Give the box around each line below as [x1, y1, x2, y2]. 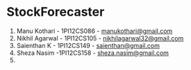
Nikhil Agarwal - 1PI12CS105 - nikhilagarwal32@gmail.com [16, 34, 184, 42]
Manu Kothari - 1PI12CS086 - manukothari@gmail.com [16, 27, 173, 35]
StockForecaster [6, 4, 105, 20]
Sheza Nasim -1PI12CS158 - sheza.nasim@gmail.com [16, 49, 169, 57]
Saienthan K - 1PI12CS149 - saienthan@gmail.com [16, 41, 160, 49]
